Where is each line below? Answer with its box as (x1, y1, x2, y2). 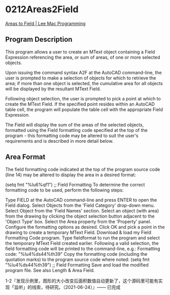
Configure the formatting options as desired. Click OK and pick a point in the (5, 224, 165, 230)
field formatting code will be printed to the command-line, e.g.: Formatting (5, 246, 160, 252)
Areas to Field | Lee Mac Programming (5, 20, 86, 26)
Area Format (5, 153, 46, 162)
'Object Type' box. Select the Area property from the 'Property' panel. (5, 218, 152, 225)
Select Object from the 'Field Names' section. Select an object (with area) (5, 207, 159, 213)
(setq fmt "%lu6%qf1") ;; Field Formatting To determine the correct (5, 181, 145, 187)
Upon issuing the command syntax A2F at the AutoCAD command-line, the (5, 69, 162, 75)
